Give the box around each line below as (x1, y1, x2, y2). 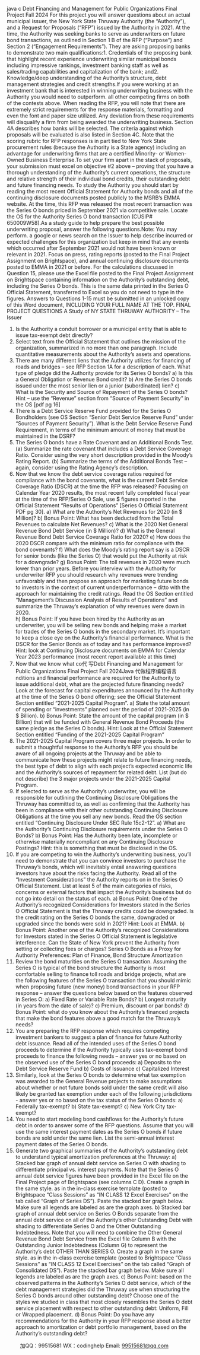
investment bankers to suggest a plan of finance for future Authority (15, 1033, 182, 1041)
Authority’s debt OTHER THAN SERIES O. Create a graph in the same (15, 1248, 183, 1255)
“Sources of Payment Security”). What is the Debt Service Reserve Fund (15, 420, 192, 427)
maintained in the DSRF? (15, 432, 76, 440)
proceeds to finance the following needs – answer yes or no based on (15, 1052, 186, 1060)
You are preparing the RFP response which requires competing (15, 1028, 170, 1034)
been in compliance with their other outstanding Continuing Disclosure (15, 807, 188, 813)
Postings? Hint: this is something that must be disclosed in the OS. (15, 845, 177, 851)
